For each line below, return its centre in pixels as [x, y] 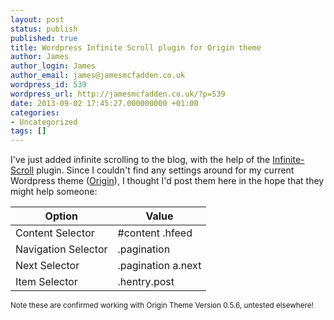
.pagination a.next [159, 266]
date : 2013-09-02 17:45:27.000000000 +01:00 [104, 103]
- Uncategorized [44, 122]
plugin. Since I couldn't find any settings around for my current [165, 170]
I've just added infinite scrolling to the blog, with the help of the [140, 160]
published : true [44, 38]
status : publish [44, 29]
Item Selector [46, 282]
